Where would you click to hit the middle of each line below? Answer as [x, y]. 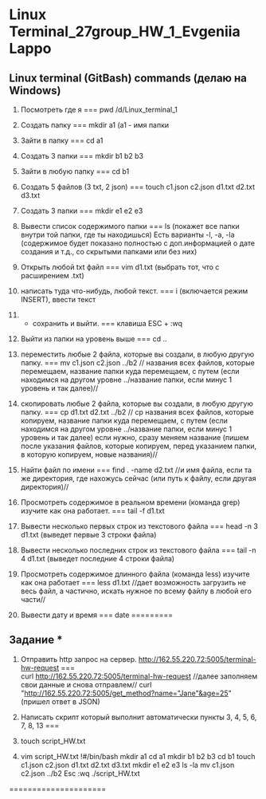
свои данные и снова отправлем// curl [86, 684]
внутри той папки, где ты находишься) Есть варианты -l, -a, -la [127, 234]
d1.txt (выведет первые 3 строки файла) [88, 535]
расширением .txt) [52, 276]
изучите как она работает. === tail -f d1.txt [93, 511]
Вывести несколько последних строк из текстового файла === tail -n [139, 550]
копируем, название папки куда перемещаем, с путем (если [124, 421]
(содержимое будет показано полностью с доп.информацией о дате [138, 243]
